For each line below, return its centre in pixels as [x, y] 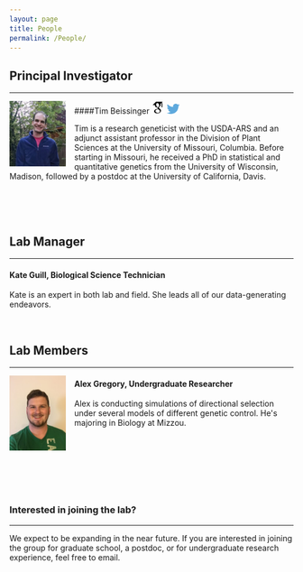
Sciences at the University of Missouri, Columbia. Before [179, 148]
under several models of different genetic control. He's [176, 413]
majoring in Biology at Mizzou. [130, 423]
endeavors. [30, 304]
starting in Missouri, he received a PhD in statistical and [178, 157]
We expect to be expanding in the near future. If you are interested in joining [151, 538]
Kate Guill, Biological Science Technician [87, 274]
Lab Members [49, 351]
